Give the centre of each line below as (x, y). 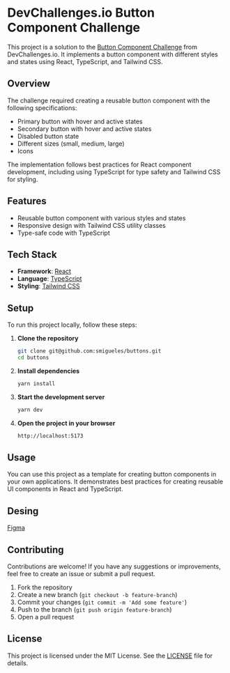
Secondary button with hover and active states (84, 129)
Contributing (36, 549)
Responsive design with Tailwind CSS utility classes (91, 225)
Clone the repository (48, 339)
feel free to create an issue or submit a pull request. (81, 574)
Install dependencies (48, 371)
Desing (23, 511)
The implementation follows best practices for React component (99, 164)
